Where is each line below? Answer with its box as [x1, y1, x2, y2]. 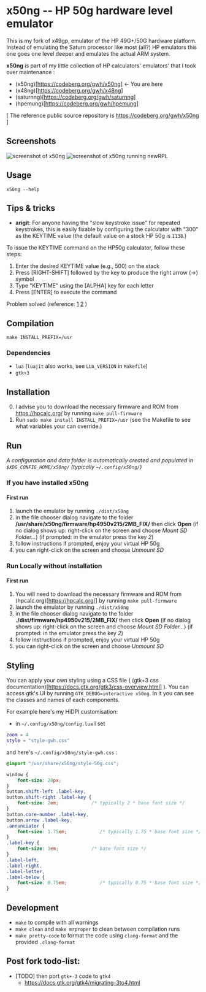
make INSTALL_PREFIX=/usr [6, 335, 72, 341]
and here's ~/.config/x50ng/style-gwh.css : [6, 749, 118, 756]
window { [6, 771, 29, 777]
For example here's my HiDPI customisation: [6, 708, 118, 715]
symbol [15, 275, 34, 283]
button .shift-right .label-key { [6, 795, 92, 801]
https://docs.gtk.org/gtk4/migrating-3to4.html [24, 979, 140, 986]
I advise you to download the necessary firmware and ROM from [15, 403, 179, 411]
